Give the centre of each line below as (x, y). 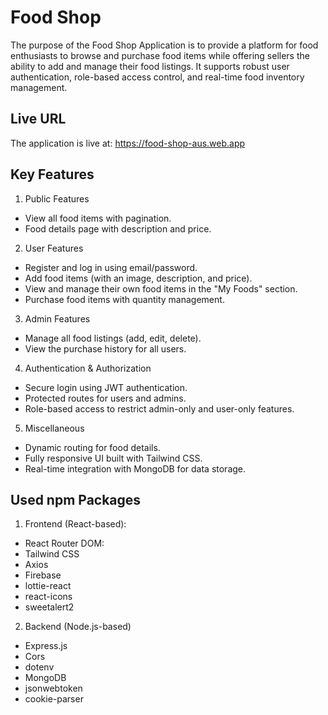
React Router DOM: (64, 543)
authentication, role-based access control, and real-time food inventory (157, 77)
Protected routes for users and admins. (105, 398)
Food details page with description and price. (118, 228)
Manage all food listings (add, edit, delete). (113, 338)
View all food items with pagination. (98, 218)
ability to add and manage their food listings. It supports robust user (150, 66)
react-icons (48, 597)
